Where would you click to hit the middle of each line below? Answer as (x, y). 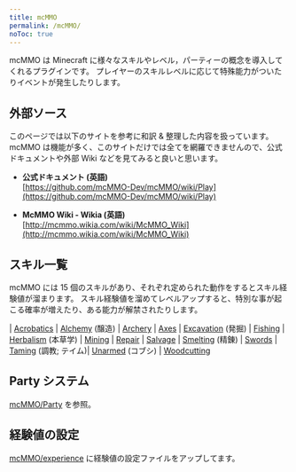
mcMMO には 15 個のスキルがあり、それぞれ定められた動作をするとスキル (144, 287)
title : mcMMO (33, 17)
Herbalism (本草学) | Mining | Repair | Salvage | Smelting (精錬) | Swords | (143, 339)
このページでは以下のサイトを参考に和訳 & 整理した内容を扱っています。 (141, 136)
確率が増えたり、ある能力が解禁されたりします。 (113, 310)
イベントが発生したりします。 (71, 83)
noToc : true (31, 34)
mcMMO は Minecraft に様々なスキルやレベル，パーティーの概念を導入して (146, 60)
